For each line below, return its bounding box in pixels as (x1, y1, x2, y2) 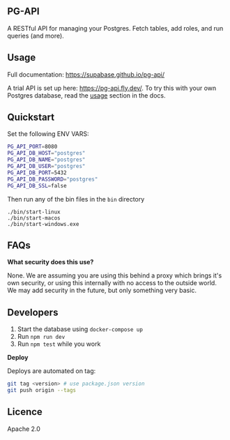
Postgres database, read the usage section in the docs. (7, 91, 166, 100)
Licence (7, 406, 43, 418)
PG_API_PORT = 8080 (7, 143, 58, 151)
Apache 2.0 (7, 425, 40, 433)
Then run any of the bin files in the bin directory (7, 195, 145, 203)
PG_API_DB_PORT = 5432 (7, 169, 68, 176)
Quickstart (7, 112, 55, 123)
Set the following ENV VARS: (7, 130, 89, 138)
